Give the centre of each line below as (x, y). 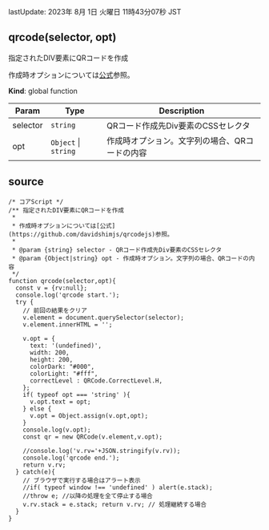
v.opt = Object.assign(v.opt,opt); (89, 415)
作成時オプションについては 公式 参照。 (71, 75)
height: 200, (51, 359)
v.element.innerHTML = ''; (68, 324)
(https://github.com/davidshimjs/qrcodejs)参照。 (91, 234)
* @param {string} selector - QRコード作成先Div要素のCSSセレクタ (117, 250)
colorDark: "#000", (62, 366)
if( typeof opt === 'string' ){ (76, 394)
